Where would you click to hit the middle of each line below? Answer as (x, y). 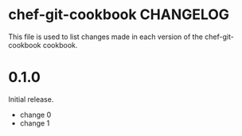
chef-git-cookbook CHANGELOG (119, 15)
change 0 (35, 115)
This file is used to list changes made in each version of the (105, 37)
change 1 (35, 123)
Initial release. (31, 99)
